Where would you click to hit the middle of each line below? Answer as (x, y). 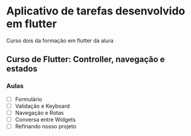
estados (22, 69)
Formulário (28, 99)
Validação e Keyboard (42, 106)
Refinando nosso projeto (46, 126)
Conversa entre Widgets (45, 119)
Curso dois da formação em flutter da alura (60, 40)
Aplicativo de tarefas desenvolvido (96, 11)
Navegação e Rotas (39, 113)
